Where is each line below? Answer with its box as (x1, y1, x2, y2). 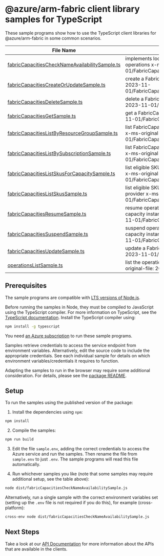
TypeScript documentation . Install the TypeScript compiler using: (5, 314, 136, 320)
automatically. (12, 462, 41, 467)
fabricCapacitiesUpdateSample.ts (7, 248, 85, 255)
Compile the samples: (12, 427, 56, 434)
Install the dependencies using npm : (12, 409, 83, 415)
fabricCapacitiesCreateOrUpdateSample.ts (7, 81, 106, 88)
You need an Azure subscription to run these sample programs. (5, 333, 133, 339)
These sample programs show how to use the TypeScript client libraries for (5, 30, 156, 36)
